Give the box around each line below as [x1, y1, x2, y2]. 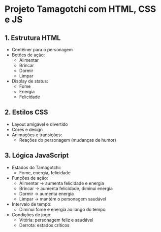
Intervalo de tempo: [11, 201, 52, 207]
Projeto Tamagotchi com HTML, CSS [4, 3, 156, 15]
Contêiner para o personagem [11, 47, 73, 52]
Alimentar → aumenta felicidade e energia [19, 180, 104, 186]
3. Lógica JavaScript [4, 152, 69, 160]
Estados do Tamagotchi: [11, 164, 61, 170]
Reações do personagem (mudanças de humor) [19, 137, 117, 143]
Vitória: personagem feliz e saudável [19, 217, 94, 223]
